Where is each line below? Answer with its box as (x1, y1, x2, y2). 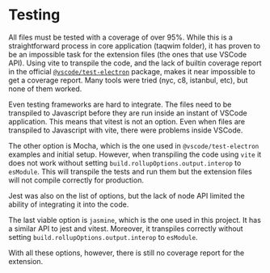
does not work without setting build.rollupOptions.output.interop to (8, 157, 242, 167)
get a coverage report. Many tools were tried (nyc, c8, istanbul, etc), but (8, 75, 248, 85)
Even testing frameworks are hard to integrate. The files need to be (8, 99, 232, 109)
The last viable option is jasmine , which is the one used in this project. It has (8, 215, 261, 225)
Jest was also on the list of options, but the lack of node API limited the (8, 191, 245, 200)
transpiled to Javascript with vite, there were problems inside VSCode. (8, 125, 243, 135)
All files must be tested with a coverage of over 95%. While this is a (8, 32, 233, 42)
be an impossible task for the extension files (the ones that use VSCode (8, 49, 247, 59)
